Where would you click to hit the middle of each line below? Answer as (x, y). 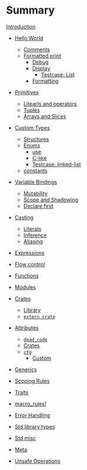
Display (41, 68)
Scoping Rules (32, 381)
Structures (36, 139)
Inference (35, 235)
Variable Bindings (36, 182)
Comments (37, 49)
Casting (24, 217)
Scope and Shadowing (51, 200)
